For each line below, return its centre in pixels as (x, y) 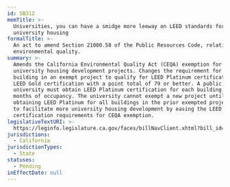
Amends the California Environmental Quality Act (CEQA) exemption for (118, 64)
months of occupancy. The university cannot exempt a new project (110, 97)
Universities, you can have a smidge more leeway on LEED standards (113, 26)
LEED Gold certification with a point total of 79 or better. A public (118, 84)
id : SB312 (21, 13)
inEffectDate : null (35, 173)
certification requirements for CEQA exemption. (84, 115)
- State (24, 154)
